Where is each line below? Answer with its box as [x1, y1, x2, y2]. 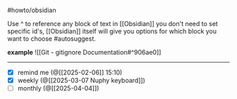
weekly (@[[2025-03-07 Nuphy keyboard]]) [17, 77, 146, 85]
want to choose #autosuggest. [7, 34, 97, 43]
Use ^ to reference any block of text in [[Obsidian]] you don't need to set [7, 20, 219, 27]
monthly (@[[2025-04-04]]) [17, 84, 99, 93]
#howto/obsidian [7, 6, 56, 14]
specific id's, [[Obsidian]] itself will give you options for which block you [7, 27, 217, 35]
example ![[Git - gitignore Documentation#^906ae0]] [7, 48, 162, 56]
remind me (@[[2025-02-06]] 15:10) [17, 68, 123, 77]
